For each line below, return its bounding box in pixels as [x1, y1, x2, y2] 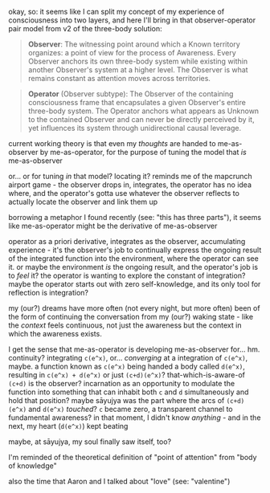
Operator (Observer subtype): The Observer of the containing [27, 89, 234, 99]
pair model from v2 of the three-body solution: [8, 24, 162, 33]
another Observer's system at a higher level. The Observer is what [27, 65, 248, 75]
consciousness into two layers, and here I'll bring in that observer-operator [8, 15, 256, 25]
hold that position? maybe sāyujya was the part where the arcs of [8, 396, 225, 405]
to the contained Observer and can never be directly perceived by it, [27, 115, 255, 124]
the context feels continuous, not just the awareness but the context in [8, 320, 242, 330]
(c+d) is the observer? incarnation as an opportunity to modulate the [8, 379, 235, 388]
